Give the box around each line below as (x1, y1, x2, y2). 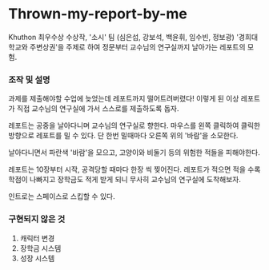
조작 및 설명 (8, 73, 50, 85)
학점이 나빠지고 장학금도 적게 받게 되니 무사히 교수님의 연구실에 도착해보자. (8, 175, 242, 185)
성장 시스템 (19, 253, 55, 263)
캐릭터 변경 (19, 233, 55, 243)
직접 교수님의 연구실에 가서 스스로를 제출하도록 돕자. (16, 104, 179, 113)
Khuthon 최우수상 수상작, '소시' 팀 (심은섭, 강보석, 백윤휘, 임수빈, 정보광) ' (8, 32, 239, 42)
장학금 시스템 (19, 243, 62, 252)
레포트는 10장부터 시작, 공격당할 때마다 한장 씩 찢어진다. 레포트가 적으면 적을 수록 (8, 165, 261, 174)
